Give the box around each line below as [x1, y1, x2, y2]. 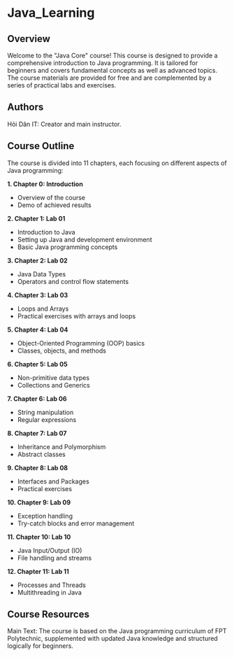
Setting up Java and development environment [17, 235, 152, 243]
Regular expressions [17, 415, 77, 424]
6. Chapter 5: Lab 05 [7, 360, 68, 368]
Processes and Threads [17, 581, 86, 589]
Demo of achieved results [17, 201, 92, 209]
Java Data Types [17, 269, 66, 278]
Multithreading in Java [17, 588, 82, 596]
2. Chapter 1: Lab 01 [7, 214, 66, 222]
